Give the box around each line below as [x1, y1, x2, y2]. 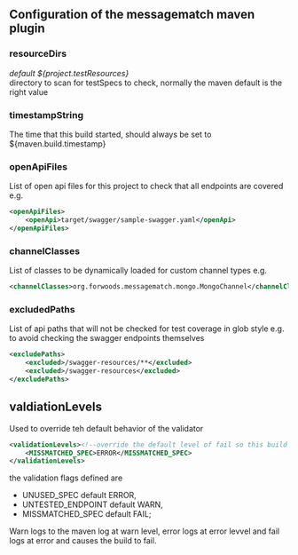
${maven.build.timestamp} [9, 138, 106, 149]
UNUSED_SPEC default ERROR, [21, 490, 137, 501]
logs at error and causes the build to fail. [9, 535, 157, 546]
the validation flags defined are [9, 472, 123, 483]
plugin [9, 21, 46, 36]
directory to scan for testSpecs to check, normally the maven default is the [9, 77, 282, 88]
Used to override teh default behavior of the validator [9, 423, 204, 433]
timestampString [9, 108, 84, 121]
